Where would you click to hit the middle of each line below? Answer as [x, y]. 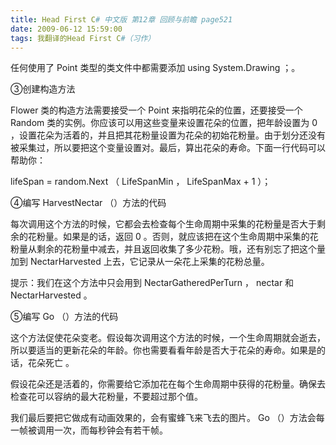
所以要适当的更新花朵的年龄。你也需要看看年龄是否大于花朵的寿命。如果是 [163, 350]
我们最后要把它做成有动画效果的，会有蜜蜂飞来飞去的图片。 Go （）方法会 [163, 418]
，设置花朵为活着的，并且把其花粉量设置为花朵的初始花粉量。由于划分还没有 [168, 135]
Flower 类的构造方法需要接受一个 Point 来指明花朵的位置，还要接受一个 [156, 110]
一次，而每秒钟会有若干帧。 [110, 430]
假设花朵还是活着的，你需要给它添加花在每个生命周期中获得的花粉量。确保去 [168, 384]
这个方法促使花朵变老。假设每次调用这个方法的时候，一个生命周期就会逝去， [168, 338]
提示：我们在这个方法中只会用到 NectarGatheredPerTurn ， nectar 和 [152, 283]
